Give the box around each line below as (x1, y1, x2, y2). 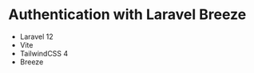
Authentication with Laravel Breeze (8, 6, 247, 24)
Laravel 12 (19, 32, 54, 41)
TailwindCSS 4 (19, 48, 69, 58)
